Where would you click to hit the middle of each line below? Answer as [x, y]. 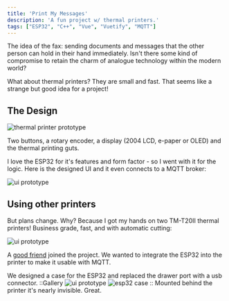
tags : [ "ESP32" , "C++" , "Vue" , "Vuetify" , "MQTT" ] [82, 26]
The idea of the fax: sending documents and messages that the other [106, 46]
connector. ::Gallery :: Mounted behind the [110, 283]
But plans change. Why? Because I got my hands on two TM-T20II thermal [113, 221]
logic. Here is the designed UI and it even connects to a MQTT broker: [107, 169]
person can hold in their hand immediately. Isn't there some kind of [102, 53]
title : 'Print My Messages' [48, 13]
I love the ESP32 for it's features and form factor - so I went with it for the [112, 162]
